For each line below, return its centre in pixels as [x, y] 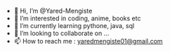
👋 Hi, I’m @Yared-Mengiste [53, 11]
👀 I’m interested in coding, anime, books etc [77, 18]
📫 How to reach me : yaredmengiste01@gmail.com [88, 41]
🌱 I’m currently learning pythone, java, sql [74, 26]
